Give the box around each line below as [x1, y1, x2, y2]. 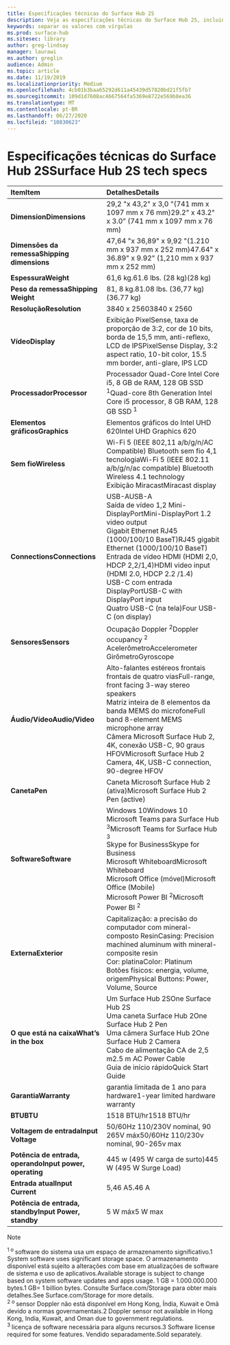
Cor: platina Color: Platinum [105, 957, 193, 966]
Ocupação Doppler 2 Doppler [105, 623, 199, 634]
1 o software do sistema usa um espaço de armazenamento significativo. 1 [7, 1246, 213, 1256]
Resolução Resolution [10, 304, 81, 313]
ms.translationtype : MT [7, 100, 75, 107]
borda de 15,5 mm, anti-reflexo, [105, 333, 210, 342]
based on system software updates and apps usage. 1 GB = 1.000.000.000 [7, 1276, 218, 1285]
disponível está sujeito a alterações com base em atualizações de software [7, 1262, 219, 1270]
